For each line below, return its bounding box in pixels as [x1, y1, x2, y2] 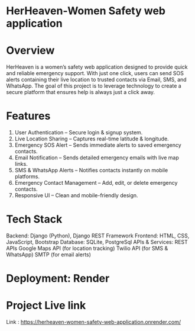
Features [6, 110, 51, 123]
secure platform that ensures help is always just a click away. [6, 89, 155, 96]
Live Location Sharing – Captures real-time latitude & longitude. [14, 135, 170, 143]
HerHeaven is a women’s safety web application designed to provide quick [6, 63, 188, 70]
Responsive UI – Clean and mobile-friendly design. [14, 192, 138, 199]
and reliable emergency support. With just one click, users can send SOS [6, 70, 184, 77]
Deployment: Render [6, 272, 110, 285]
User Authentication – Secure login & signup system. [14, 129, 143, 136]
